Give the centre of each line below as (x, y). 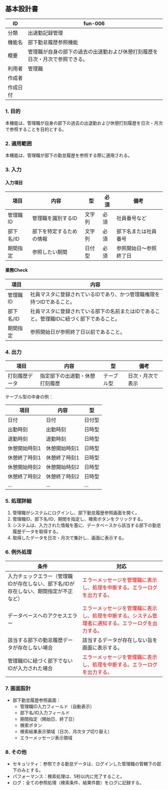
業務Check (16, 270)
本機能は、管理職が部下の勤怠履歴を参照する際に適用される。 (69, 155)
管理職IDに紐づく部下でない (40, 661)
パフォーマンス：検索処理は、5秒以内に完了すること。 (68, 776)
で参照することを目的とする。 (36, 129)
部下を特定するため (55, 231)
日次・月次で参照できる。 (58, 59)
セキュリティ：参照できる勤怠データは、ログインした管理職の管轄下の (84, 764)
